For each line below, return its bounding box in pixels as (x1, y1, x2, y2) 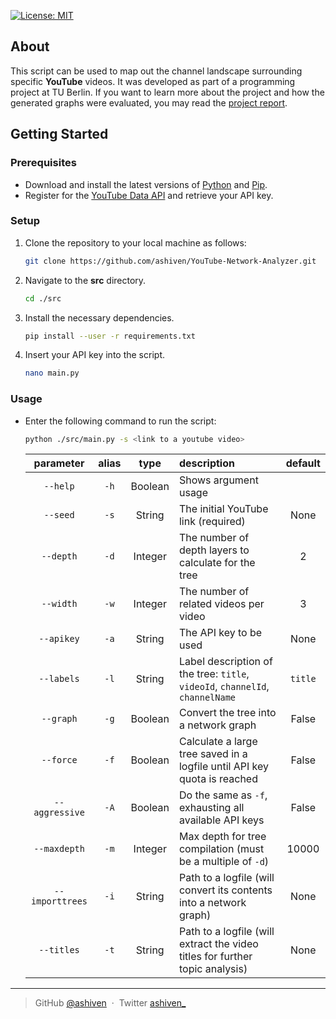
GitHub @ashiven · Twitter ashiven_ (34, 997, 187, 1009)
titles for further (178, 950, 253, 964)
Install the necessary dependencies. (24, 311, 175, 324)
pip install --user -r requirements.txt (24, 331, 196, 341)
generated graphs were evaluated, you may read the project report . (10, 96, 288, 109)
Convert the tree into (178, 706, 277, 720)
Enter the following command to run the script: (24, 415, 217, 427)
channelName (178, 692, 236, 704)
